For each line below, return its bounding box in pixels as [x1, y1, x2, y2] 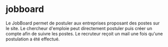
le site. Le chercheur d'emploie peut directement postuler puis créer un [5, 25, 152, 31]
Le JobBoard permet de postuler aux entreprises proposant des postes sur [5, 20, 160, 26]
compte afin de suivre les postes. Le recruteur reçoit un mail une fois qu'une [5, 30, 163, 36]
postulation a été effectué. [5, 36, 60, 42]
